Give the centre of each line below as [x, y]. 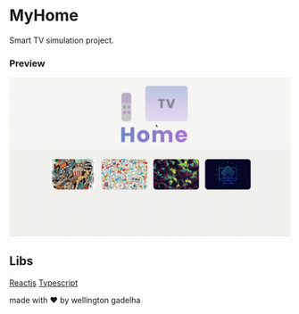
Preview [27, 63]
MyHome [44, 16]
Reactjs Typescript [44, 283]
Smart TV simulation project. [62, 40]
